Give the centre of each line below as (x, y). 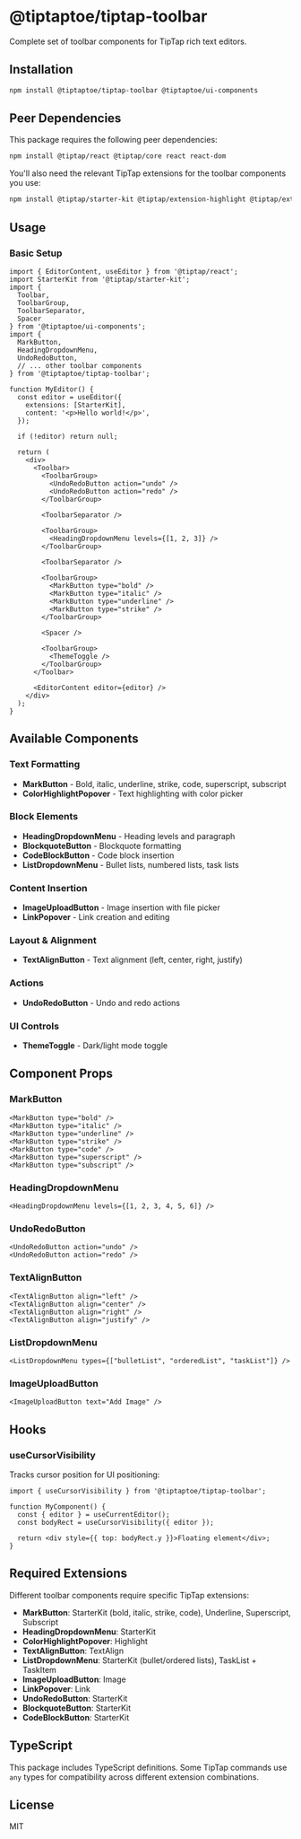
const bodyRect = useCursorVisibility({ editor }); (116, 1522)
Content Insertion (48, 888)
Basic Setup (36, 253)
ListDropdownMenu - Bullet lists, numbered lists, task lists (130, 864)
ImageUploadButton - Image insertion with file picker (121, 907)
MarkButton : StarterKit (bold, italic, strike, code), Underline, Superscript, (156, 1612)
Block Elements (44, 817)
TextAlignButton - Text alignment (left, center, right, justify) (133, 960)
